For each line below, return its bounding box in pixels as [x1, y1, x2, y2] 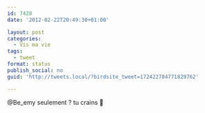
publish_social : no [7, 66, 64, 74]
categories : [7, 35, 41, 42]
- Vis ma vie [13, 42, 51, 49]
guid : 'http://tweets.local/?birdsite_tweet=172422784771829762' [7, 73, 199, 80]
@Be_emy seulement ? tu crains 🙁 [7, 98, 104, 106]
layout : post [7, 29, 45, 36]
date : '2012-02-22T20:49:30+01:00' [7, 16, 110, 23]
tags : [7, 48, 23, 55]
